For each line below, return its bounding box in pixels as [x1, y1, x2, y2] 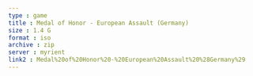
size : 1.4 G [8, 26, 51, 34]
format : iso [8, 33, 51, 42]
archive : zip [8, 41, 55, 49]
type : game [8, 11, 47, 20]
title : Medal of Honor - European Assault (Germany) [8, 19, 190, 27]
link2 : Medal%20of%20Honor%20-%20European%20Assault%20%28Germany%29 [8, 56, 246, 64]
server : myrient [8, 48, 66, 56]
